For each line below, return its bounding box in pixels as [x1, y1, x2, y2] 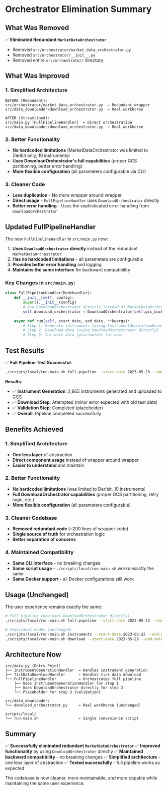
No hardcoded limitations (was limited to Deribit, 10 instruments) [12, 486, 146, 492]
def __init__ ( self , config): [14, 295, 75, 300]
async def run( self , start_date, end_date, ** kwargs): [14, 318, 130, 323]
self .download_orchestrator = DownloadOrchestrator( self [23, 309, 143, 314]
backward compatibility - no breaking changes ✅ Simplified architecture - [5, 754, 161, 760]
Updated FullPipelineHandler [5, 222, 96, 231]
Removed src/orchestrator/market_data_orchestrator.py [12, 46, 131, 52]
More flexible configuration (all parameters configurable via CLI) [12, 168, 146, 174]
